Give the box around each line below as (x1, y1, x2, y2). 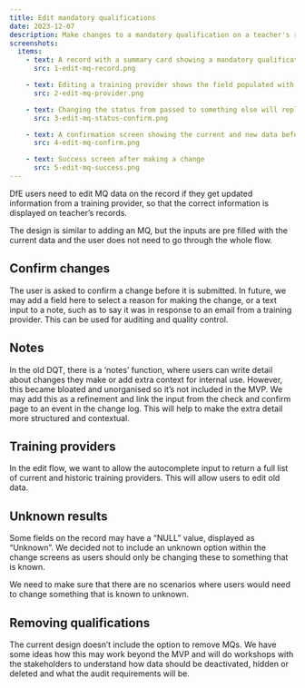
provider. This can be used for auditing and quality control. (9, 314, 229, 325)
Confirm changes (9, 260, 111, 277)
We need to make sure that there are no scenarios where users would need (9, 579, 291, 590)
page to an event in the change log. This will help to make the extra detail (9, 403, 283, 414)
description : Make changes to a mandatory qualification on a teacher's (9, 30, 290, 39)
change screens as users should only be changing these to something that (9, 552, 289, 563)
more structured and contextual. (9, 412, 130, 423)
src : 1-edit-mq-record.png (33, 64, 136, 74)
